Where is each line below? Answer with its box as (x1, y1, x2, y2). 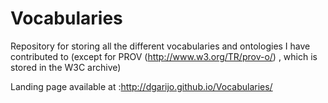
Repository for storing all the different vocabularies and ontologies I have (10, 40, 311, 52)
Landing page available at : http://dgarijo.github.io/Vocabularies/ (10, 80, 273, 92)
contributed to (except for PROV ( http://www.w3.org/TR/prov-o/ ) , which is (10, 50, 318, 62)
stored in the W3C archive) (10, 61, 122, 73)
